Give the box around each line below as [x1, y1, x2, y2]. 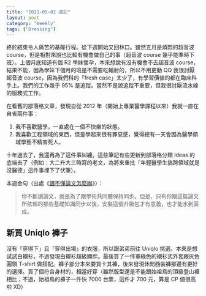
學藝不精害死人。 [20, 138, 64, 146]
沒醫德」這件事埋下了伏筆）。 [6, 166, 79, 174]
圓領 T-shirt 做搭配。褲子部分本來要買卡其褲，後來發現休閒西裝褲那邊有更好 [6, 261, 198, 268]
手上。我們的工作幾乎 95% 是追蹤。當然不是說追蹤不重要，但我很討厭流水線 [6, 82, 199, 89]
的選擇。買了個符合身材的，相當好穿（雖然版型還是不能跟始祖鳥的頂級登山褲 [6, 268, 200, 275]
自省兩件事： [6, 110, 39, 117]
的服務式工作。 [6, 89, 44, 97]
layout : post [6, 15, 40, 21]
